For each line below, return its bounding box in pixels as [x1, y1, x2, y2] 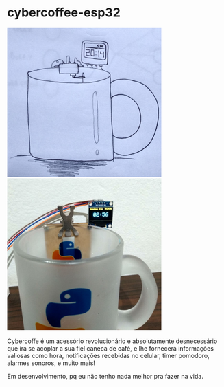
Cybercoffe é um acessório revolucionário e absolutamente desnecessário [7, 337, 218, 345]
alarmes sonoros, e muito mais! [7, 359, 96, 367]
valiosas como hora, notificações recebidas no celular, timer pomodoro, [7, 351, 210, 360]
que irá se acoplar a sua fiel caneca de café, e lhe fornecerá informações [7, 344, 214, 352]
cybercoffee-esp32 [7, 5, 121, 21]
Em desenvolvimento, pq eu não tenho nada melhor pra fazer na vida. [7, 372, 203, 380]
